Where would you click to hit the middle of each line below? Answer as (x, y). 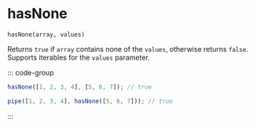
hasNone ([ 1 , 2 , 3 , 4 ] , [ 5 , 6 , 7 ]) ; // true (80, 87)
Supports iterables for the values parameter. (79, 57)
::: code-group (31, 72)
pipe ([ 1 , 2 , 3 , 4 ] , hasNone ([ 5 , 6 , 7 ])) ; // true (90, 101)
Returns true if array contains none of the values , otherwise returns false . (128, 49)
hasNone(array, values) (46, 34)
